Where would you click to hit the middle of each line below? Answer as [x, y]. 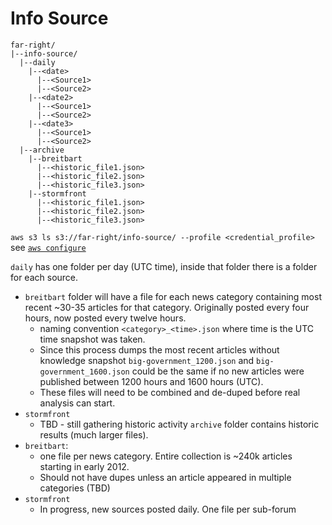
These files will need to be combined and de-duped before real [170, 392]
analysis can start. [77, 403]
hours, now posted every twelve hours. [105, 318]
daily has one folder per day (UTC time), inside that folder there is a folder [164, 266]
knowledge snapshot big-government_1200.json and [147, 360]
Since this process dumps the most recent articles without [159, 349]
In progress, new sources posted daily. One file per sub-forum [168, 509]
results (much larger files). [94, 434]
